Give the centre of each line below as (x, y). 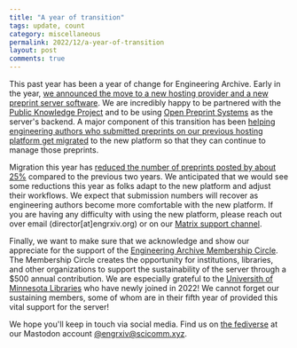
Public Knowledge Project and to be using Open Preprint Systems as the (141, 112)
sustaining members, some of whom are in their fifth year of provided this (144, 297)
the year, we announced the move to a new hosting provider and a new (139, 93)
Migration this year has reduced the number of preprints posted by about (143, 167)
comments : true (37, 59)
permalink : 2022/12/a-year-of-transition (87, 42)
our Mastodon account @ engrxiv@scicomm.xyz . (98, 333)
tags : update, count (47, 26)
